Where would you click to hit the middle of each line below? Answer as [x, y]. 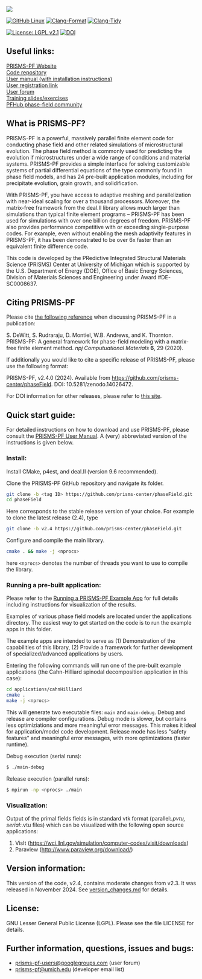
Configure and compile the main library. [55, 541]
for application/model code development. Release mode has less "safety [96, 731]
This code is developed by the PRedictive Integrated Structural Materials [96, 258]
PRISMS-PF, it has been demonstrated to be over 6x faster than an [89, 239]
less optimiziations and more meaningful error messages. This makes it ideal [101, 725]
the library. [20, 570]
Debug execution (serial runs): [44, 756]
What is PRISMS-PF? [46, 124]
